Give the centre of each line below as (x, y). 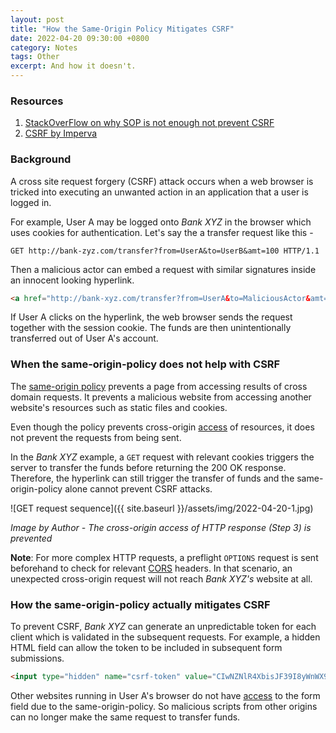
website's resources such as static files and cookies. (119, 407)
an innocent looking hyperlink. (72, 280)
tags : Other (35, 57)
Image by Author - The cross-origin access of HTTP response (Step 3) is (161, 527)
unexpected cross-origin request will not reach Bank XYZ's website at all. (161, 578)
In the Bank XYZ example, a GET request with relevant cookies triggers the (162, 457)
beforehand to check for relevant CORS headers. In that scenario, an (151, 568)
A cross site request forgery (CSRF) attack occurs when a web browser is (162, 181)
